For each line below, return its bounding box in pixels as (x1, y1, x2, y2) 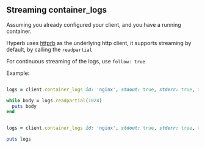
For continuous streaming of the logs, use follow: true (6, 57, 145, 65)
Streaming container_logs (6, 5, 107, 15)
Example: (6, 69, 30, 77)
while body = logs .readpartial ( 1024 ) (6, 97, 103, 104)
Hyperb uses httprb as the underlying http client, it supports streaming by (6, 39, 192, 46)
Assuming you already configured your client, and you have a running (6, 21, 181, 28)
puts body (12, 103, 37, 109)
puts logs (6, 136, 32, 143)
